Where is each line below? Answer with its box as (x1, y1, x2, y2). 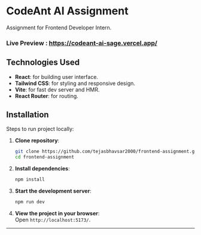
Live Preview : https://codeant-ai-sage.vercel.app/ (6, 39, 157, 47)
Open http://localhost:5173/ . (14, 216, 91, 223)
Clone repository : (14, 137, 60, 144)
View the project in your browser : (14, 209, 100, 216)
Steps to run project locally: (6, 126, 74, 133)
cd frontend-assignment (14, 154, 75, 160)
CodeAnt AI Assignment (6, 4, 129, 18)
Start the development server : (14, 187, 92, 195)
